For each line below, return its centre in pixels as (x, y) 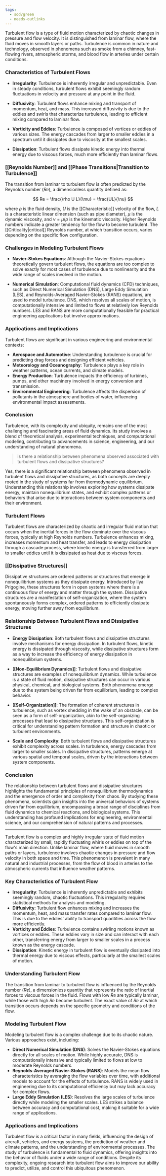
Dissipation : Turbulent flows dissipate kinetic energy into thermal (79, 149)
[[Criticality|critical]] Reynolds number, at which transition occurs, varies (79, 229)
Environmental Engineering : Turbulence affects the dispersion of (79, 391)
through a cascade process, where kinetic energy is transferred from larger (82, 548)
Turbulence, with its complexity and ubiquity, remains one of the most (76, 426)
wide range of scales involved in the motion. (57, 275)
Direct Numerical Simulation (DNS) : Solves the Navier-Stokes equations (86, 1049)
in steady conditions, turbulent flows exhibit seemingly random (76, 88)
